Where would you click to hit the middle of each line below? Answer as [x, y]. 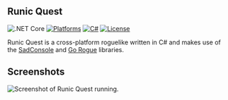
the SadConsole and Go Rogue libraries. [66, 49]
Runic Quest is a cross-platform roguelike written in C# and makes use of [114, 42]
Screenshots [36, 72]
